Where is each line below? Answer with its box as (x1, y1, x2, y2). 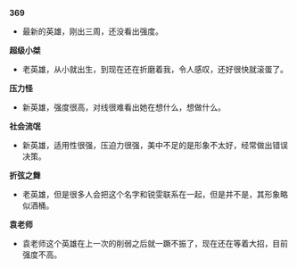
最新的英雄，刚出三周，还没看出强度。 (21, 26, 163, 37)
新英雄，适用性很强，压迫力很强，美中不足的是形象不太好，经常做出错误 (21, 140, 288, 150)
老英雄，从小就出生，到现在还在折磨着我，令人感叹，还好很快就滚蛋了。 (21, 64, 288, 74)
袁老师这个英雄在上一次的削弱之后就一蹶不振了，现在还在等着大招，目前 (21, 239, 288, 248)
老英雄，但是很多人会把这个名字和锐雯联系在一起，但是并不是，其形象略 (21, 189, 288, 199)
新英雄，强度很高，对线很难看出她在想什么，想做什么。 (21, 102, 226, 113)
